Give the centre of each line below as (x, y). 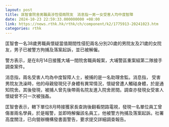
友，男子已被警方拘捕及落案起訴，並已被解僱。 (54, 50)
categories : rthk (23, 29)
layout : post (19, 10)
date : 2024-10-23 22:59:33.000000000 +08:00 (53, 19)
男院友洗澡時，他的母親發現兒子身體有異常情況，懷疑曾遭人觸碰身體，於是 (82, 84)
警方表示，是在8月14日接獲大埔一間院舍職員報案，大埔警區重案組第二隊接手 (84, 60)
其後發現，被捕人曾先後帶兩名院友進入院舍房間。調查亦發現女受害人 (93, 90)
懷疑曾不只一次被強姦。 (29, 96)
